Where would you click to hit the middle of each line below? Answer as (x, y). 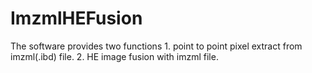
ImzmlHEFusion (76, 18)
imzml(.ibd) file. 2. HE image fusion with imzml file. (114, 56)
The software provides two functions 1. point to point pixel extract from (156, 46)
